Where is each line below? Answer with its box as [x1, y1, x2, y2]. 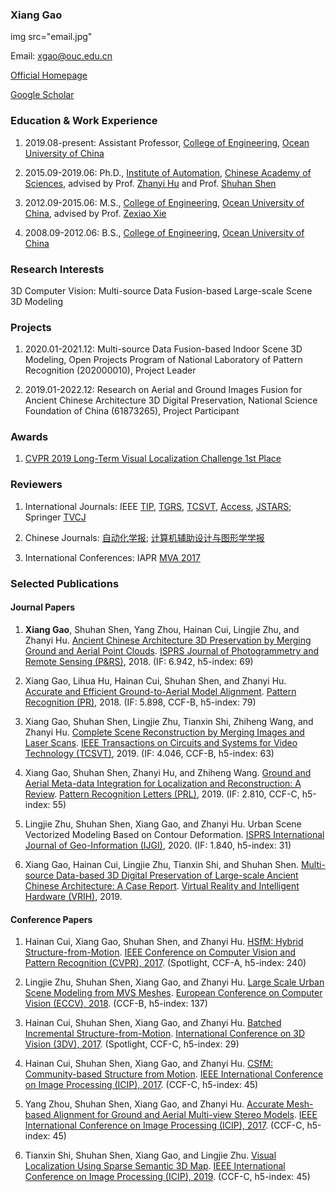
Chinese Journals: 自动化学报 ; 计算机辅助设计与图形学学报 [24, 531, 265, 543]
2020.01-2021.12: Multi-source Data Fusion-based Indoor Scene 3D [24, 343, 303, 355]
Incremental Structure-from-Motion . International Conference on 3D [24, 1028, 305, 1040]
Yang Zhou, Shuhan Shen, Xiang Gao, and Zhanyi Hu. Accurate [24, 1098, 285, 1110]
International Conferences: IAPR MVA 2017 [24, 551, 201, 563]
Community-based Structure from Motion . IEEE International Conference [24, 1068, 324, 1080]
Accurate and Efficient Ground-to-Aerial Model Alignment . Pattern [24, 685, 297, 697]
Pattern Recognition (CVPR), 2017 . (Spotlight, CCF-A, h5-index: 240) [24, 957, 307, 969]
